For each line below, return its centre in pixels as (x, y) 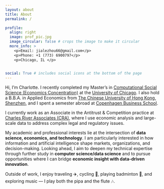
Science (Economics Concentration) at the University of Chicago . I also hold (82, 93)
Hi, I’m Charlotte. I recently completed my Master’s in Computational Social (81, 87)
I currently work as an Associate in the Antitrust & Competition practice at (80, 113)
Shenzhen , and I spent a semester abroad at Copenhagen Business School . (82, 103)
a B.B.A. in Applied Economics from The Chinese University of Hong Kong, (81, 98)
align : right (23, 33)
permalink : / (18, 19)
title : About (18, 14)
